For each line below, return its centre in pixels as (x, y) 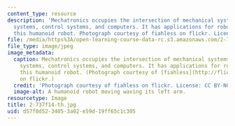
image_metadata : (31, 53)
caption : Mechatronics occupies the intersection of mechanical (109, 59)
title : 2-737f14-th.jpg (42, 105)
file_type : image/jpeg (40, 46)
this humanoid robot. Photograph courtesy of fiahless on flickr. (112, 33)
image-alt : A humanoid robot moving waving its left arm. (100, 92)
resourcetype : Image (37, 99)
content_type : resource (42, 14)
